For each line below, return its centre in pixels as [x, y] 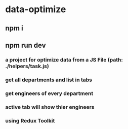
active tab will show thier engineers [50, 107]
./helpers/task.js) [27, 66]
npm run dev [26, 45]
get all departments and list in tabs [49, 80]
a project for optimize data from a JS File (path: [64, 59]
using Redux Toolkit [30, 120]
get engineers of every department [49, 93]
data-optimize [36, 9]
